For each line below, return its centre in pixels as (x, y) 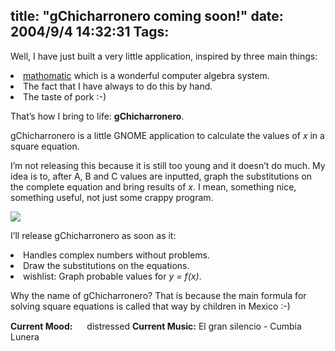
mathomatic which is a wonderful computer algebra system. (146, 75)
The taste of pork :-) (65, 96)
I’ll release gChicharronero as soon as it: (93, 235)
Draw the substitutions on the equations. (106, 265)
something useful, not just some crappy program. (112, 197)
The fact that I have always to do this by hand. (118, 86)
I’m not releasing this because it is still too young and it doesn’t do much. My (168, 165)
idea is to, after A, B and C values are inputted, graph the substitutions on (161, 176)
